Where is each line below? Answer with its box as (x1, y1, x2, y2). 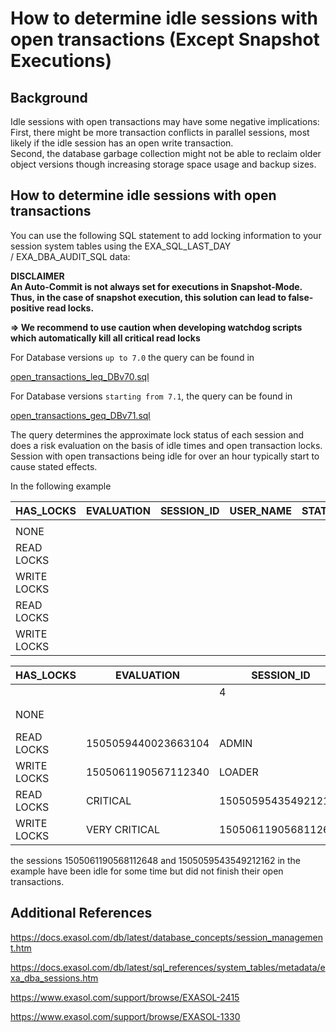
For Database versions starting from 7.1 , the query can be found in (10, 390, 293, 402)
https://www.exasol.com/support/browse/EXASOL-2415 (10, 991, 240, 1003)
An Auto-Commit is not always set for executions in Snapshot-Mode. (10, 280, 303, 292)
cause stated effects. (10, 460, 98, 472)
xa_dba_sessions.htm (10, 972, 99, 984)
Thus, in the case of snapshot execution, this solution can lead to (10, 291, 287, 303)
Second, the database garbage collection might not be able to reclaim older (10, 148, 322, 159)
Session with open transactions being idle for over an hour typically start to (10, 450, 320, 462)
